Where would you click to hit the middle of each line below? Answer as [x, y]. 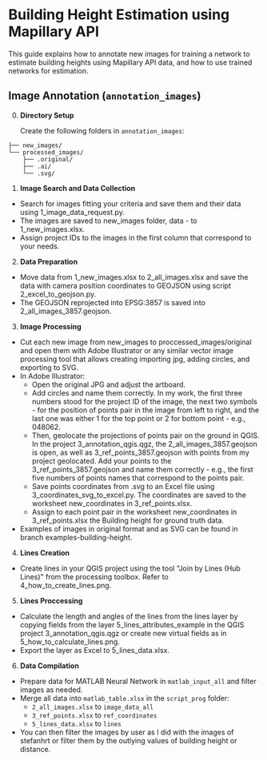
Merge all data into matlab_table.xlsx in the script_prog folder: [124, 698]
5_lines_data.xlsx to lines [76, 723]
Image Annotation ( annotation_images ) [105, 96]
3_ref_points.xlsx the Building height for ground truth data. [128, 520]
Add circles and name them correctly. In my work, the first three [137, 392]
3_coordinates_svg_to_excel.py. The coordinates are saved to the [139, 495]
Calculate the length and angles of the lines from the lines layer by [129, 616]
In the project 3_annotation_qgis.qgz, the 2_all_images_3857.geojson [144, 444]
